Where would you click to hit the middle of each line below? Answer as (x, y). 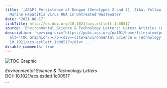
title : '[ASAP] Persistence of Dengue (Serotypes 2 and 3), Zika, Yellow (83, 10)
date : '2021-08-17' (25, 19)
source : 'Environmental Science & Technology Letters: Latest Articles (81, 28)
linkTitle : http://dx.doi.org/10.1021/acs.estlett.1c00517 (68, 24)
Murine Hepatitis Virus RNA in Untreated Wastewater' (66, 14)
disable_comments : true (30, 47)
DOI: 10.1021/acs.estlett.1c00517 (38, 76)
